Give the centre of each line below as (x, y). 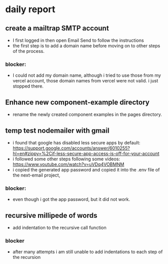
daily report (30, 9)
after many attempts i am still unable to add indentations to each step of (88, 252)
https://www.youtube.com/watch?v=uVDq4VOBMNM (68, 164)
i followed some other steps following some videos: (66, 159)
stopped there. (28, 86)
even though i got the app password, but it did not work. (71, 199)
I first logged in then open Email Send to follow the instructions (78, 40)
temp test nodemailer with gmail (57, 130)
